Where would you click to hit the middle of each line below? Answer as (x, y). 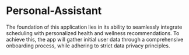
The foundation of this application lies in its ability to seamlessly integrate (94, 27)
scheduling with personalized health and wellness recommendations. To (93, 33)
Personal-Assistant (54, 11)
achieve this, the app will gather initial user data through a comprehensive (95, 39)
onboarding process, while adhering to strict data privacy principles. (88, 46)
